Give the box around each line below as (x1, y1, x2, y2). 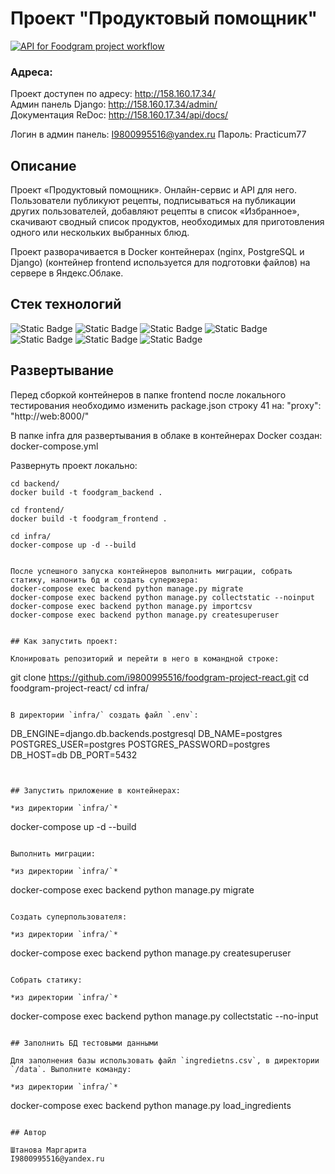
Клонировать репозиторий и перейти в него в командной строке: (10, 653, 280, 664)
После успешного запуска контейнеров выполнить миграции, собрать (10, 566, 293, 576)
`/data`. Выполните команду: (10, 1064, 132, 1074)
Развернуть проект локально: (10, 459, 138, 471)
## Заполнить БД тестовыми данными (10, 1038, 159, 1048)
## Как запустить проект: (10, 636, 118, 646)
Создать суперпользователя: (10, 912, 128, 922)
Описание (10, 157, 77, 174)
